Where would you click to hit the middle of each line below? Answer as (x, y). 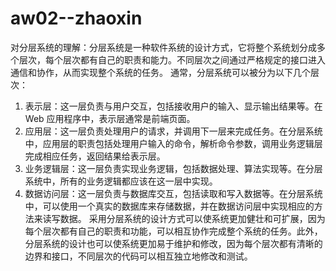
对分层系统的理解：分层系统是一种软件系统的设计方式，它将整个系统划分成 (163, 47)
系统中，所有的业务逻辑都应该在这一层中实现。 (121, 181)
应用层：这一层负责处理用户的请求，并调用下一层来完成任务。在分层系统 (173, 131)
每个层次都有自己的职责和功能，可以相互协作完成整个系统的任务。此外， (173, 231)
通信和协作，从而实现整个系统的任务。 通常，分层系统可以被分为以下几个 (160, 72)
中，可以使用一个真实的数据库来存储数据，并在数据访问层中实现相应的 (169, 206)
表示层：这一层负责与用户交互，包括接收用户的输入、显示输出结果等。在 (173, 106)
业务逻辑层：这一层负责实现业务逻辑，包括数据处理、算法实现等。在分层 (173, 168)
